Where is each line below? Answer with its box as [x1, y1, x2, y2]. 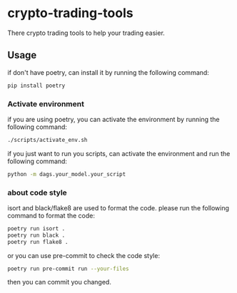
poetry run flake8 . [7, 238, 69, 245]
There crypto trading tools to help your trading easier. [7, 29, 166, 37]
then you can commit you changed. [7, 278, 112, 287]
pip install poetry [7, 82, 66, 89]
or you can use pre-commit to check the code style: [7, 251, 161, 259]
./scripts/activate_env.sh [7, 136, 88, 143]
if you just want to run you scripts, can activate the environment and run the [7, 149, 231, 158]
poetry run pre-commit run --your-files [7, 265, 130, 272]
